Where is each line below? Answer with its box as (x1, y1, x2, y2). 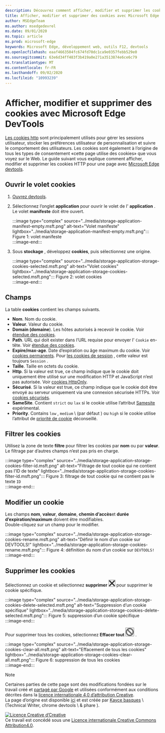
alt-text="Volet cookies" (69, 263, 119, 269)
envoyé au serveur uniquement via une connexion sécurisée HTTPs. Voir (12, 389, 160, 395)
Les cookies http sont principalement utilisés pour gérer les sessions (5, 135, 144, 141)
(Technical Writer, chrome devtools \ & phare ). (5, 702, 100, 708)
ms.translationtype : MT (5, 60, 54, 65)
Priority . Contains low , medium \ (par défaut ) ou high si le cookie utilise (12, 410, 156, 416)
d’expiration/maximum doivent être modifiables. (5, 516, 104, 522)
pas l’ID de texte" (5, 468, 40, 474)
